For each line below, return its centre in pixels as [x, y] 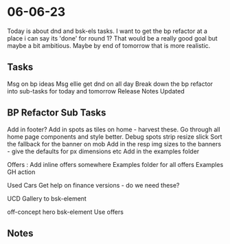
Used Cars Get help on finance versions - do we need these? [93, 185]
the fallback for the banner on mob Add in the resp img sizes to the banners [114, 144]
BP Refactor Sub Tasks [57, 113]
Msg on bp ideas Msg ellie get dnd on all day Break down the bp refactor [110, 84]
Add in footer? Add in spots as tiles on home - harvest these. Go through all [114, 129]
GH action [21, 172]
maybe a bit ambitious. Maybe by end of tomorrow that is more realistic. [109, 45]
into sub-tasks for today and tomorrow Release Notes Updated [96, 91]
